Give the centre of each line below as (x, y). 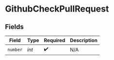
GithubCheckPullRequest (57, 9)
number (15, 50)
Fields (15, 27)
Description (84, 40)
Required (55, 40)
